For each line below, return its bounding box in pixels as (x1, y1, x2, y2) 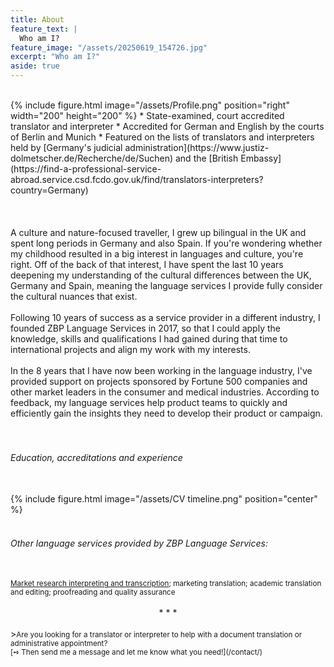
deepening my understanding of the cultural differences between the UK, (10, 269, 312, 281)
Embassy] (240, 152, 282, 164)
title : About (10, 14, 65, 25)
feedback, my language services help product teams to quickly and (10, 397, 288, 408)
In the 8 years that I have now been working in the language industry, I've (10, 365, 313, 376)
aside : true (10, 61, 60, 71)
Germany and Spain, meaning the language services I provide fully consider (10, 280, 323, 291)
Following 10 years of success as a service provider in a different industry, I (10, 312, 321, 323)
